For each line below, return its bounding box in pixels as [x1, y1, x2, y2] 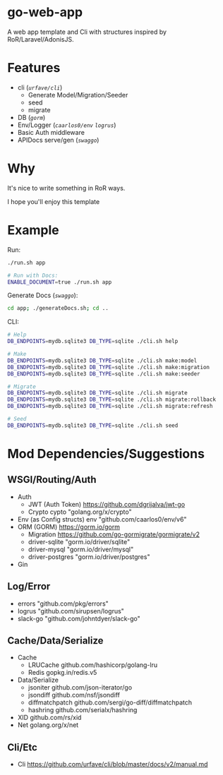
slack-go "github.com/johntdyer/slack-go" [17, 614, 141, 623]
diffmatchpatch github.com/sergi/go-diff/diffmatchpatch [28, 698, 193, 707]
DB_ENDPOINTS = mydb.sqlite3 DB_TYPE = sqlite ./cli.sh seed [7, 421, 179, 429]
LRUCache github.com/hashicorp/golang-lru [28, 661, 157, 669]
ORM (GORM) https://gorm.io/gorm [17, 522, 120, 531]
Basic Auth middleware [17, 128, 85, 136]
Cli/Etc [7, 741, 37, 753]
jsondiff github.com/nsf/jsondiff [28, 691, 120, 699]
